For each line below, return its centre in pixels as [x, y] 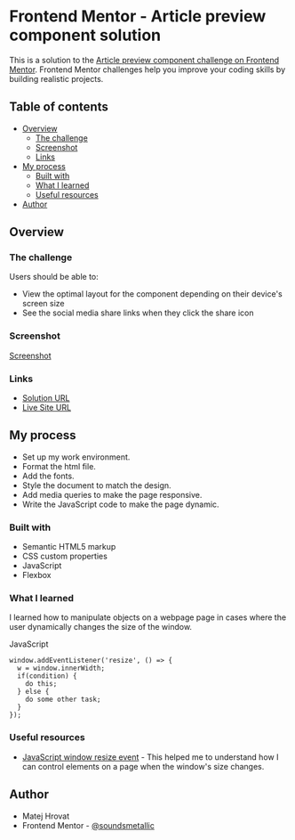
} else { [33, 692]
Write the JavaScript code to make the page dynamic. [120, 504]
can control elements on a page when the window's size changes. [143, 766]
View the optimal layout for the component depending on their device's [152, 294]
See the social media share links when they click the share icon [138, 313]
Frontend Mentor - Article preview [138, 16]
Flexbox [36, 575]
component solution [85, 35]
